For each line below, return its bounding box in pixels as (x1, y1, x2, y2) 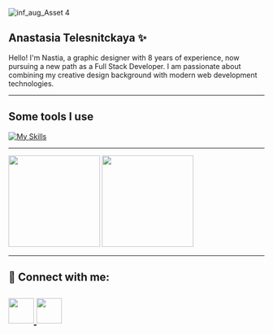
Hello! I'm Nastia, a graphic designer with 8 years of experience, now (8, 53, 240, 63)
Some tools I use (8, 110, 94, 124)
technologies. (8, 78, 54, 89)
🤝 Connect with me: (8, 271, 110, 284)
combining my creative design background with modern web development (8, 70, 258, 80)
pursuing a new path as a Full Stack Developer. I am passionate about (8, 61, 241, 71)
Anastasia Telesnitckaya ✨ (8, 31, 147, 45)
